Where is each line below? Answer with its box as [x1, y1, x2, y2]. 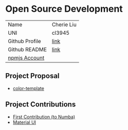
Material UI [12, 119, 36, 125]
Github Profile [8, 37, 41, 45]
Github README [8, 46, 47, 53]
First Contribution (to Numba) [12, 114, 76, 120]
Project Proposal [5, 72, 60, 80]
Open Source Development [5, 3, 123, 15]
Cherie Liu [51, 21, 77, 28]
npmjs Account [8, 54, 45, 61]
